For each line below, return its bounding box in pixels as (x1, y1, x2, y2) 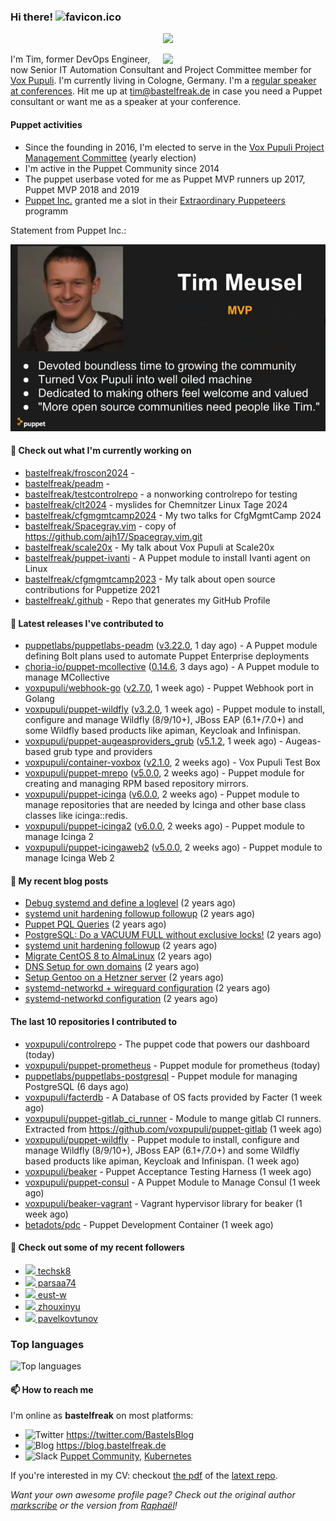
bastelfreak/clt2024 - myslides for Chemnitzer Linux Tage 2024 (24, 499, 288, 511)
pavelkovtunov (37, 1312, 98, 1324)
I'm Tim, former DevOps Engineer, (10, 53, 151, 65)
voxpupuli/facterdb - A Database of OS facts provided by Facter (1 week (24, 1091, 323, 1103)
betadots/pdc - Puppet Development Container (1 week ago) (24, 1218, 274, 1230)
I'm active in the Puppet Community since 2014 (24, 162, 220, 174)
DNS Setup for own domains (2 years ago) (24, 961, 200, 973)
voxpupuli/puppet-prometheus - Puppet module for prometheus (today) (24, 1059, 321, 1071)
